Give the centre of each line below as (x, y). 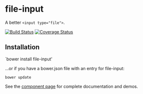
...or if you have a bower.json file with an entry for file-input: (65, 68)
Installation (22, 47)
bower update (18, 77)
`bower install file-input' (29, 59)
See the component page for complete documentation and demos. (71, 86)
